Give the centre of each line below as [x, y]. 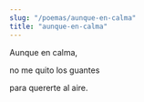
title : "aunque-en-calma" [58, 26]
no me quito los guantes [55, 70]
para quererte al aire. [49, 87]
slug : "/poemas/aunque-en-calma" [73, 18]
